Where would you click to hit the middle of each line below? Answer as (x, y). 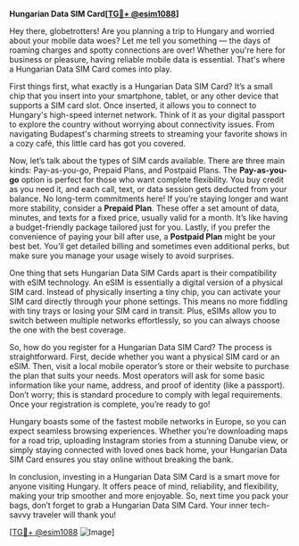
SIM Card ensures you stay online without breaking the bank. (121, 459)
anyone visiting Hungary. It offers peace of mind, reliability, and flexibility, (144, 486)
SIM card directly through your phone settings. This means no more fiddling (149, 301)
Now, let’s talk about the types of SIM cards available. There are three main (147, 160)
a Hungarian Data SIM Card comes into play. (91, 69)
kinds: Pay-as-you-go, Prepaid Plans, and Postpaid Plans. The (124, 170)
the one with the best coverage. (68, 330)
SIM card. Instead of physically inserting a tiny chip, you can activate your (145, 292)
